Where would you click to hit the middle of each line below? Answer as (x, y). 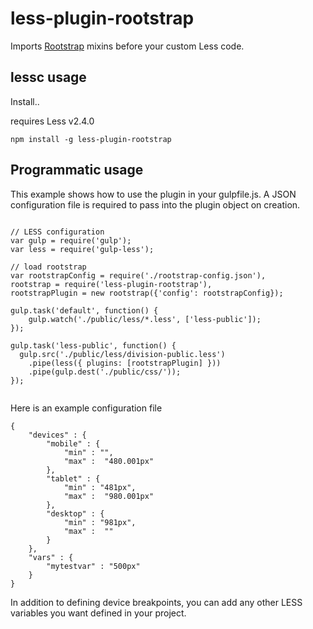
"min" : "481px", (100, 487)
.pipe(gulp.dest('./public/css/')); (105, 372)
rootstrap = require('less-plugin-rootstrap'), (111, 284)
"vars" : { (51, 557)
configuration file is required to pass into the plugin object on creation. (155, 204)
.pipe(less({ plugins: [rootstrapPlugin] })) (125, 363)
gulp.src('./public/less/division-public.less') (122, 354)
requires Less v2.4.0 (52, 121)
